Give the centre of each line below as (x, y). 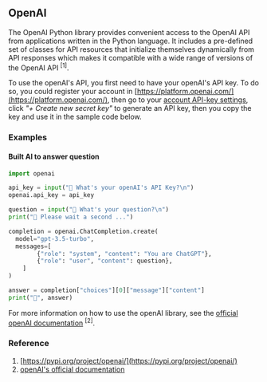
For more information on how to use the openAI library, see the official (123, 313)
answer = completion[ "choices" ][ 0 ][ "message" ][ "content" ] (106, 290)
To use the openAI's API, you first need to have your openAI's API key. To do (133, 83)
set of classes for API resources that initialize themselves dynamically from (132, 49)
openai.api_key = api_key (51, 195)
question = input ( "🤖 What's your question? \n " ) (89, 210)
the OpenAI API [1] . (39, 67)
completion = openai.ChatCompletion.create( (83, 231)
